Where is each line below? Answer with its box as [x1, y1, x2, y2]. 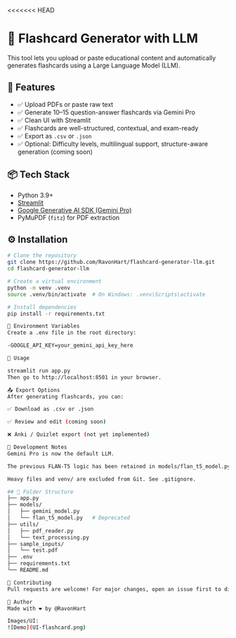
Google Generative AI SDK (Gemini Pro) [17, 206, 132, 214]
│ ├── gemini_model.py [7, 508, 80, 515]
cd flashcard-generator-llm [7, 265, 90, 272]
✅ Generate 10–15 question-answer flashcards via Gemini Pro [17, 108, 195, 117]
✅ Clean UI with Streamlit [17, 116, 91, 124]
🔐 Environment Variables [7, 323, 80, 330]
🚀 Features [7, 81, 55, 93]
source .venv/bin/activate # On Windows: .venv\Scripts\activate [7, 291, 206, 298]
